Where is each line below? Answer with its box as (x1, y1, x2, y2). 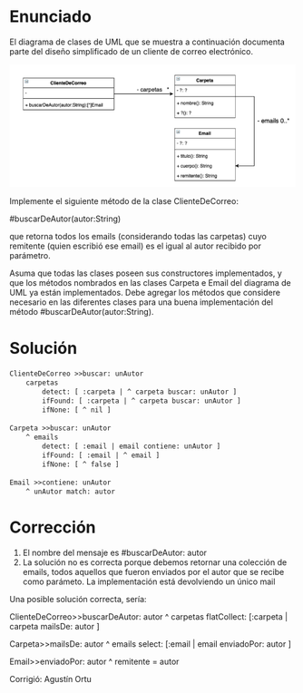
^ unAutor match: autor (25, 487, 116, 496)
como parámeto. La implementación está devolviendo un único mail (22, 576, 276, 587)
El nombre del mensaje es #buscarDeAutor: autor (22, 547, 207, 558)
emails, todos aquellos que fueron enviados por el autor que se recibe (22, 566, 285, 577)
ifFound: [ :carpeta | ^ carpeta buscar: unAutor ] (42, 396, 242, 405)
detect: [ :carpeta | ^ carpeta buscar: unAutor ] (42, 387, 238, 396)
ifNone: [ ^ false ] (42, 460, 120, 469)
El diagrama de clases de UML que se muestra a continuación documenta (9, 36, 286, 47)
